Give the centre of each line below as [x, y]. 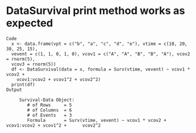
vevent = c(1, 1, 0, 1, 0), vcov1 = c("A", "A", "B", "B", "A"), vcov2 [101, 54]
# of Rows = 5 [50, 105]
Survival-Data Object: [47, 100]
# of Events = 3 [50, 115]
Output [14, 90]
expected [30, 23]
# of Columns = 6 [50, 110]
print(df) [23, 85]
